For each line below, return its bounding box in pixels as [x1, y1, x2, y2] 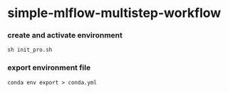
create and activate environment [7, 31, 123, 40]
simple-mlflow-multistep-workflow [7, 5, 222, 21]
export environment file [7, 62, 91, 72]
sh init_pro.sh [7, 46, 53, 54]
